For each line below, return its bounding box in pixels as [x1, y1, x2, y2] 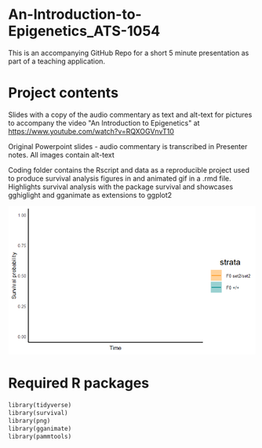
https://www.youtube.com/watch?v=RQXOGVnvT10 [8, 126, 175, 136]
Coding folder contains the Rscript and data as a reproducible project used [8, 165, 249, 174]
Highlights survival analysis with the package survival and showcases [8, 182, 234, 191]
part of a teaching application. [8, 56, 106, 66]
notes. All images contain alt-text [8, 150, 115, 159]
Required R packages [8, 374, 150, 392]
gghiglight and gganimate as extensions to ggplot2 [8, 190, 173, 199]
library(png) [8, 417, 51, 425]
